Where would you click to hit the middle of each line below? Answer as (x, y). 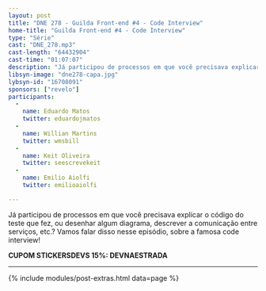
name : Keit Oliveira (56, 155)
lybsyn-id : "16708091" (46, 82)
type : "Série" (32, 38)
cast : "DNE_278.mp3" (42, 45)
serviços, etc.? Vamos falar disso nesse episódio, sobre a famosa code (124, 232)
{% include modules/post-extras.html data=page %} (94, 278)
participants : (32, 97)
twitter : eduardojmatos (62, 119)
